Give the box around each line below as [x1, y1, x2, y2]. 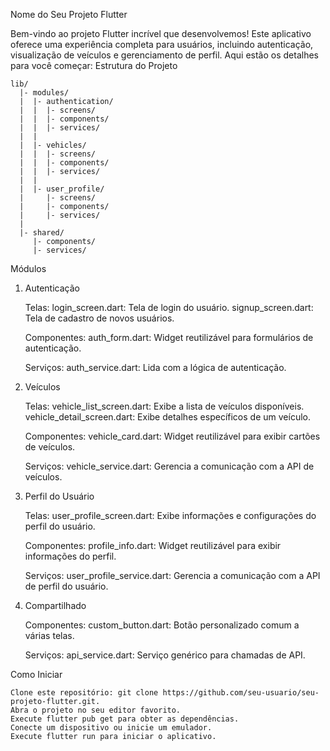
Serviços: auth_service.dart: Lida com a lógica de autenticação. [24, 362, 287, 373]
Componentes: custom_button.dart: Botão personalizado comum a [24, 619, 300, 631]
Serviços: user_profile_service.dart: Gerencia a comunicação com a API [24, 570, 321, 581]
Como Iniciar [10, 669, 63, 680]
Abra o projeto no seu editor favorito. [10, 705, 182, 715]
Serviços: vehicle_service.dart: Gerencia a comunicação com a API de [24, 460, 315, 472]
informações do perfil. [24, 550, 117, 562]
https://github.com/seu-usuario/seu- [162, 688, 320, 698]
